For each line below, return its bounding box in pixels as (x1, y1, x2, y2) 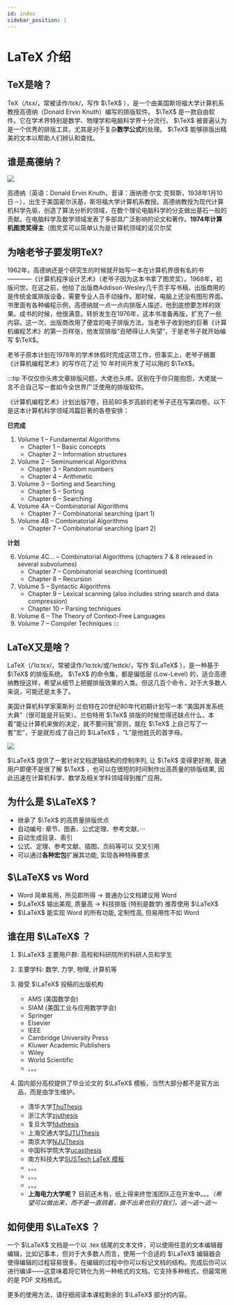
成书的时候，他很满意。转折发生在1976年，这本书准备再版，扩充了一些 (19, 310, 222, 318)
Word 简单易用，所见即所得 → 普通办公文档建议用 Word (17, 890, 178, 899)
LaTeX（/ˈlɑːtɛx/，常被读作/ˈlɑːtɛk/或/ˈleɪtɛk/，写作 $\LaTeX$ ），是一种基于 (7, 661, 219, 669)
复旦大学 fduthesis (27, 1120, 79, 1128)
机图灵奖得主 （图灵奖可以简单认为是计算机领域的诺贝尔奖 (7, 224, 172, 232)
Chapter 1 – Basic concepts (27, 442, 106, 451)
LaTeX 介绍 (7, 49, 71, 65)
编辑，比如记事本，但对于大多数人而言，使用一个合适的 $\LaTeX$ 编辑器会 (7, 1250, 221, 1258)
